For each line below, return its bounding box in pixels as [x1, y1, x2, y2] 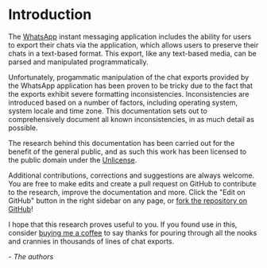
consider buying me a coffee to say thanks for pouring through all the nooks [8, 228, 257, 237]
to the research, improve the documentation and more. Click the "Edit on [8, 187, 246, 197]
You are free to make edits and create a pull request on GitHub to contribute [8, 178, 257, 188]
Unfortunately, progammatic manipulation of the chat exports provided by [8, 72, 250, 82]
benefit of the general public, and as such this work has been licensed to [8, 147, 247, 156]
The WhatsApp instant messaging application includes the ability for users [8, 32, 252, 41]
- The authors [8, 251, 54, 261]
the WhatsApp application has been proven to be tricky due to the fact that [8, 81, 253, 90]
